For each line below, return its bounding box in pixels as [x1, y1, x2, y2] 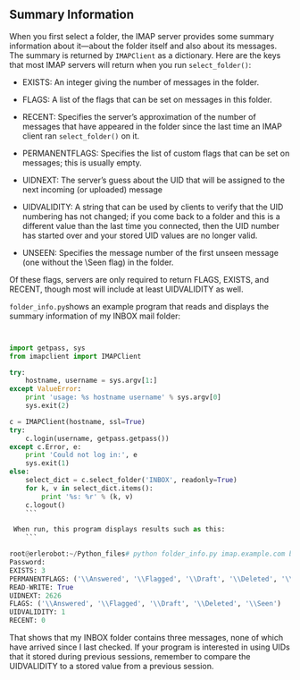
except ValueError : [9, 385, 82, 394]
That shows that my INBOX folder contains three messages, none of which [9, 633, 284, 643]
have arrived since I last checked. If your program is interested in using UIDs [9, 642, 290, 652]
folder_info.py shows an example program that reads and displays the [9, 301, 270, 311]
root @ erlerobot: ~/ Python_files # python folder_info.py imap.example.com [9, 549, 286, 558]
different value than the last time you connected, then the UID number [21, 220, 279, 231]
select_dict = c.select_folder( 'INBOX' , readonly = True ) [25, 476, 238, 485]
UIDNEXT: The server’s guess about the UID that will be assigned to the [21, 174, 286, 185]
